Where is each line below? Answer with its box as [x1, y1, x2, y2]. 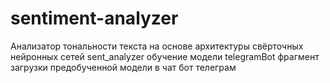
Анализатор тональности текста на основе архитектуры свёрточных [10, 40, 304, 52]
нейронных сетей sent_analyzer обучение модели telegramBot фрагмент [10, 50, 320, 62]
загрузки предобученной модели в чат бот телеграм [10, 61, 237, 73]
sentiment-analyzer [10, 7, 179, 30]
